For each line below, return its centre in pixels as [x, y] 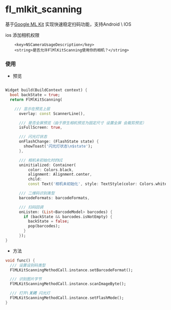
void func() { [20, 260]
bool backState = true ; [35, 95]
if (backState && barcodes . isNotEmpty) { [68, 217]
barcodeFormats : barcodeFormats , [54, 198]
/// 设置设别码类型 [28, 265]
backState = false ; [49, 221]
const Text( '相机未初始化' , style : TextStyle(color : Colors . [92, 184]
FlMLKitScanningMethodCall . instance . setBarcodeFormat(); [72, 270]
